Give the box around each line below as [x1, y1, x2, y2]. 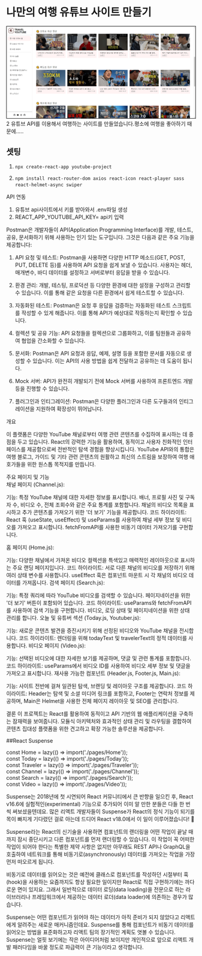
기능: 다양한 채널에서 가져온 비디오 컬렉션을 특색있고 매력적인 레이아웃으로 [6, 557, 179, 564]
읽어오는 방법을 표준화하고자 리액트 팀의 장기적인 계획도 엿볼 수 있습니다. [6, 928, 176, 936]
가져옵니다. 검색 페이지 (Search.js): [22, 579, 105, 586]
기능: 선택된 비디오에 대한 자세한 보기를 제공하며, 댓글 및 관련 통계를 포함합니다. [6, 655, 192, 662]
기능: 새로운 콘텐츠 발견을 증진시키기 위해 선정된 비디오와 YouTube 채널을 [6, 627, 178, 634]
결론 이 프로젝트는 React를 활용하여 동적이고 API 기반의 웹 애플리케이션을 [6, 710, 177, 717]
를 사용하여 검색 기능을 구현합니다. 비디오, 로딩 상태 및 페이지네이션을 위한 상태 [6, 607, 190, 614]
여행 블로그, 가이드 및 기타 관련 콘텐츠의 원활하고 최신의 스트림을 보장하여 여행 [6, 453, 189, 460]
